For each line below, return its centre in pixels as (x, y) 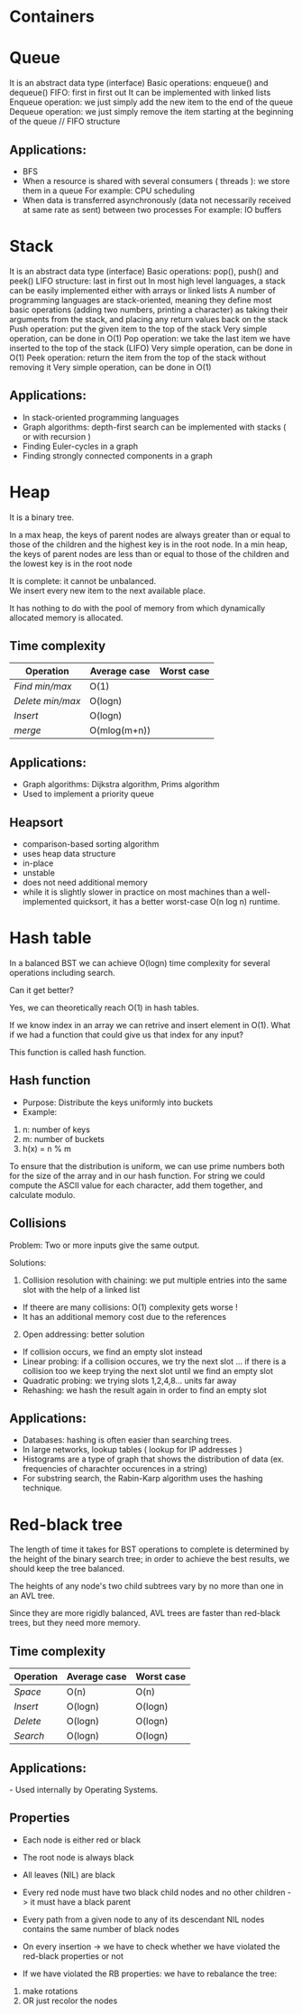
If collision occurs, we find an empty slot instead (112, 1351)
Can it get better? (41, 990)
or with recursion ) (57, 436)
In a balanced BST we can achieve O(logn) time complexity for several (140, 963)
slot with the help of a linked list (81, 1289)
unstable (39, 873)
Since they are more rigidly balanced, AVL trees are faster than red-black (145, 1613)
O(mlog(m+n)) (120, 730)
